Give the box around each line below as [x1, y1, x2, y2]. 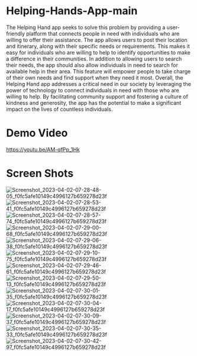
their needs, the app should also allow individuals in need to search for [6, 61, 179, 69]
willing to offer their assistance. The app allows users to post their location [6, 36, 188, 43]
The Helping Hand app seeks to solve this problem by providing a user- [6, 24, 180, 31]
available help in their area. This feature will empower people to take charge [6, 68, 191, 75]
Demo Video [6, 126, 68, 140]
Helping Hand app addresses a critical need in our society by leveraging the [6, 80, 191, 87]
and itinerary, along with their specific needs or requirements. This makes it [6, 43, 190, 50]
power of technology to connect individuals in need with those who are [6, 86, 179, 94]
